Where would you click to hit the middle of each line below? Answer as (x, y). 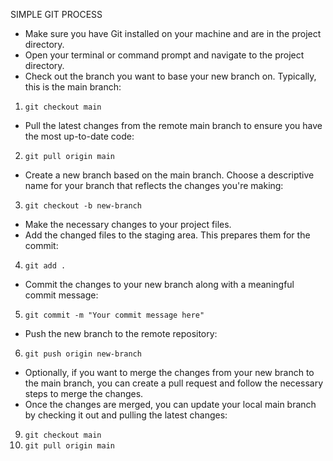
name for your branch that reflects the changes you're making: (154, 185)
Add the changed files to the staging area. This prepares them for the (167, 235)
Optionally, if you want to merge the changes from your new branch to (169, 372)
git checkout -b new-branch (83, 206)
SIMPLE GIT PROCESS (56, 14)
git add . (45, 266)
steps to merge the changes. (84, 393)
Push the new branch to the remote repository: (121, 333)
